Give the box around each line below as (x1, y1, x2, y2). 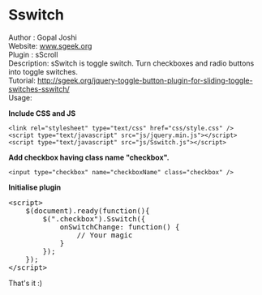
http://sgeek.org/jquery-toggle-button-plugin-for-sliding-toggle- (37, 75, 253, 85)
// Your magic (76, 230, 133, 240)
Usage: (8, 92, 32, 102)
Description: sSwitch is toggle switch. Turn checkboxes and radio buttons (8, 58, 255, 68)
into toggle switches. (8, 66, 79, 76)
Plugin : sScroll (8, 49, 58, 59)
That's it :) (8, 278, 43, 288)
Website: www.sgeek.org (8, 41, 92, 50)
